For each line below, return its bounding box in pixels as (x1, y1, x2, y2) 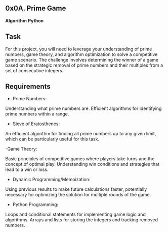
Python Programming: (12, 201, 59, 208)
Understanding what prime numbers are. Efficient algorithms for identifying (5, 105, 162, 111)
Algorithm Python (5, 17, 44, 23)
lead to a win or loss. (5, 166, 49, 172)
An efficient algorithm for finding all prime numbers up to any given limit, (5, 131, 156, 137)
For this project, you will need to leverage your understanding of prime (5, 46, 152, 52)
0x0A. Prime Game (5, 4, 66, 13)
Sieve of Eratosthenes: (12, 121, 60, 127)
